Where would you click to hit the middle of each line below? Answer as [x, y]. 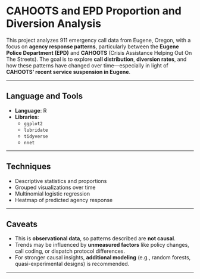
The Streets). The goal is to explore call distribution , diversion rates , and [96, 59]
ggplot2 [33, 123]
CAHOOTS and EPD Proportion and [94, 11]
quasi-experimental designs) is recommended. [72, 264]
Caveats [22, 224]
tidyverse [36, 136]
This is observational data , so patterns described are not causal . [95, 238]
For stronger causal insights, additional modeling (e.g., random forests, [103, 258]
